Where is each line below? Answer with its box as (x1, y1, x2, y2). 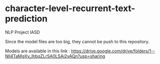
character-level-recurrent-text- (5, 3, 135, 14)
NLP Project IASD (5, 29, 40, 35)
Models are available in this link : (5, 48, 71, 54)
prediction (5, 13, 48, 24)
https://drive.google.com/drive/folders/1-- (71, 48, 156, 54)
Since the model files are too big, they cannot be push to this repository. (5, 38, 150, 44)
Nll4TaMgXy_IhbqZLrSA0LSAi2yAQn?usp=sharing (5, 53, 106, 59)
